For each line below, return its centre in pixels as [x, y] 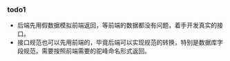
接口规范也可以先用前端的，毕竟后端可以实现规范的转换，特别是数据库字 [120, 42]
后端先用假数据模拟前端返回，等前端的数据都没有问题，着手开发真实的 [117, 25]
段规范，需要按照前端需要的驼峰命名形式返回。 [84, 51]
